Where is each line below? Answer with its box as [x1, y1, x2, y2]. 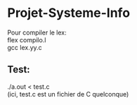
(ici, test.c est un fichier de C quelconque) [7, 89, 129, 98]
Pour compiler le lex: [7, 28, 67, 37]
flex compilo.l [7, 35, 46, 44]
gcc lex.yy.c [7, 43, 42, 51]
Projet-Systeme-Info [7, 5, 131, 21]
